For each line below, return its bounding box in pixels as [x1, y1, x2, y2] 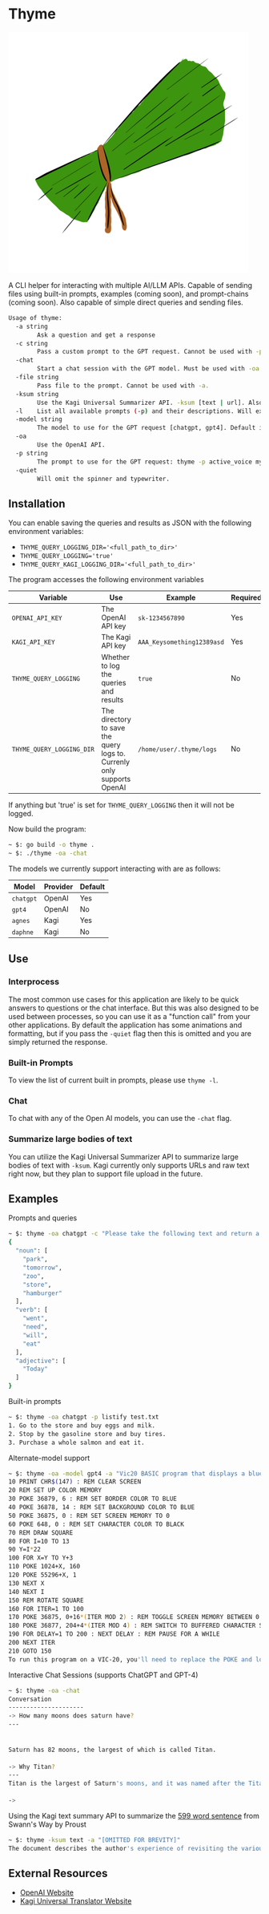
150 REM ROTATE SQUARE [8, 1596, 84, 1604]
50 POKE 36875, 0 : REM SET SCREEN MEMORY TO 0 [8, 1511, 171, 1519]
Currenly [101, 757, 130, 767]
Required [231, 593, 263, 602]
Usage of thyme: [8, 314, 62, 322]
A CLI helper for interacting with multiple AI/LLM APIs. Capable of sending [8, 280, 253, 289]
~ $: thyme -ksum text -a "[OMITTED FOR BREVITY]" [8, 1835, 181, 1844]
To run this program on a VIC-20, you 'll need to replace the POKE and [8, 1655, 252, 1664]
